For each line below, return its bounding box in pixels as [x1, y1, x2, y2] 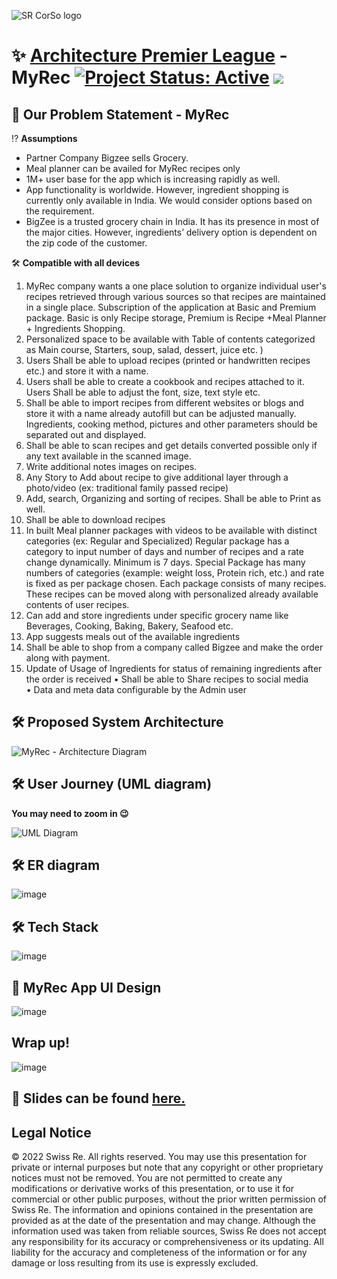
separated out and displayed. [25, 429, 147, 440]
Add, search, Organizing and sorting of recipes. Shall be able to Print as [25, 493, 322, 504]
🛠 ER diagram [11, 857, 101, 874]
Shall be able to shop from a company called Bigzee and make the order [25, 641, 324, 653]
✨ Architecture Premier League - [11, 45, 288, 67]
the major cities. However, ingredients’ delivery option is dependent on [25, 226, 318, 238]
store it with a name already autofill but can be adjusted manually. [25, 408, 297, 419]
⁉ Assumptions [11, 133, 78, 144]
